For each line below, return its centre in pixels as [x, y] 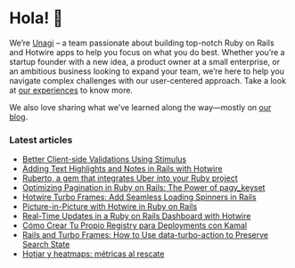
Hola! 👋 [37, 18]
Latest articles [41, 140]
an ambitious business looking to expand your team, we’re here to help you [147, 71]
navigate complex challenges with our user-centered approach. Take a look [148, 80]
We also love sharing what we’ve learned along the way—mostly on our [140, 107]
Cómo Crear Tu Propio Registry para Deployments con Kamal [135, 225]
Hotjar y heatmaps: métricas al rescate [93, 254]
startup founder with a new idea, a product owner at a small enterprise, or [145, 61]
